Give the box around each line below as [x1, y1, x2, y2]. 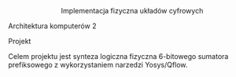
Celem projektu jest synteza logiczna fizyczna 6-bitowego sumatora [8, 52, 229, 60]
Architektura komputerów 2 [8, 21, 97, 31]
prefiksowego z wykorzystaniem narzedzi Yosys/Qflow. [8, 60, 188, 69]
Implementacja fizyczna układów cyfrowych [61, 6, 204, 15]
